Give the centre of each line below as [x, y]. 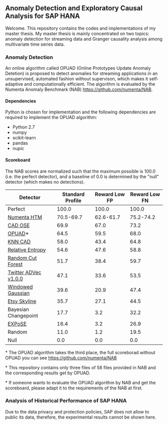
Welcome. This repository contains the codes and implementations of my [80, 28]
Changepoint [23, 316]
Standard [73, 194]
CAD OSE [19, 225]
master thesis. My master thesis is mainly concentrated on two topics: [77, 33]
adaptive [14, 84]
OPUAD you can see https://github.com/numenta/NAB [61, 358]
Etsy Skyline [22, 301]
